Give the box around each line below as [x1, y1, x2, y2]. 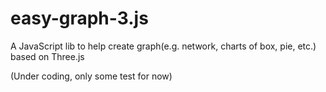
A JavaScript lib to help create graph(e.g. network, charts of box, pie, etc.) [10, 40, 317, 52]
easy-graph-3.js [10, 7, 149, 30]
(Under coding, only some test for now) [10, 70, 173, 82]
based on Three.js [10, 50, 85, 62]
